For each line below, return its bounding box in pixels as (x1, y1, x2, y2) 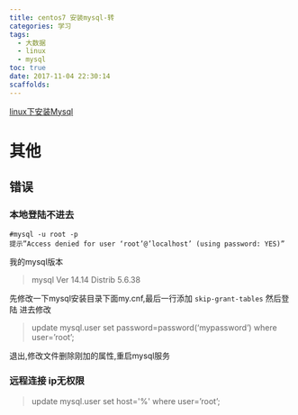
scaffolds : (9, 80, 50, 89)
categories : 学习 (9, 22, 72, 31)
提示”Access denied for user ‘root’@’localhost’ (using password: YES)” (9, 239, 285, 248)
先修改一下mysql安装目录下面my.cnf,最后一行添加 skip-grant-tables (9, 293, 264, 303)
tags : (9, 30, 30, 39)
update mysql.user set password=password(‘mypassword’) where (31, 321, 277, 333)
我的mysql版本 (9, 256, 64, 266)
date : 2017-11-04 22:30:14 (9, 72, 111, 81)
